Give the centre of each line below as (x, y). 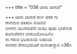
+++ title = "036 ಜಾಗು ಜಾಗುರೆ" (34, 7)
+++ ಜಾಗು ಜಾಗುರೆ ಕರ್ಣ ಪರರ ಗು (32, 17)
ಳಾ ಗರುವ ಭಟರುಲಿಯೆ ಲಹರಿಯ (29, 39)
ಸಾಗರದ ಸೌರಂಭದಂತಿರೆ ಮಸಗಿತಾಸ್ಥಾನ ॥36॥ (38, 45)
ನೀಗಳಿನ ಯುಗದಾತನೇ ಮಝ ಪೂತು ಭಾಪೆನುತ (38, 28)
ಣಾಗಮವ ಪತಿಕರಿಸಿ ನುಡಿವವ (26, 23)
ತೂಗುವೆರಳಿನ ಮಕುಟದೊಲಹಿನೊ (29, 34)
